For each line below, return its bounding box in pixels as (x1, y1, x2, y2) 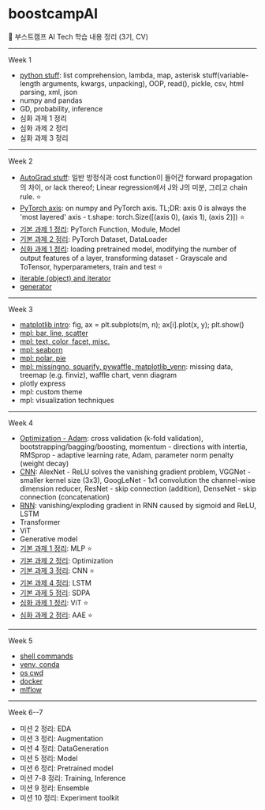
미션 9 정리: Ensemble (19, 783, 90, 793)
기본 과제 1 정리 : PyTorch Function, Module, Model (19, 224, 181, 234)
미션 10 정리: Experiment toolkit (19, 793, 120, 802)
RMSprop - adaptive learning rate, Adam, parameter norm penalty (19, 450, 234, 459)
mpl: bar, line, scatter (19, 328, 88, 337)
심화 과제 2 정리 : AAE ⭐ (19, 610, 93, 620)
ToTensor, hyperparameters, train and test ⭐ (19, 262, 163, 271)
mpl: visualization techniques (19, 395, 114, 405)
